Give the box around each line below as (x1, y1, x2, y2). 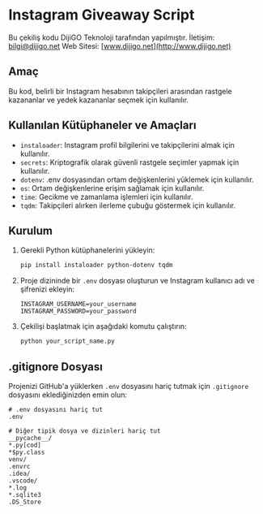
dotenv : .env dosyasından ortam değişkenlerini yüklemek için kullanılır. (19, 175, 254, 184)
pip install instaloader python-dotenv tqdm (19, 261, 173, 270)
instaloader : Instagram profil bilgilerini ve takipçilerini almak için (19, 140, 235, 149)
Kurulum (8, 223, 53, 237)
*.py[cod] (8, 441, 42, 449)
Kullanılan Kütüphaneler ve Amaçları (8, 119, 197, 132)
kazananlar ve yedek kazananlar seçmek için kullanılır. (8, 95, 189, 105)
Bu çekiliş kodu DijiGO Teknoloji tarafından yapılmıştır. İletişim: (8, 32, 215, 42)
